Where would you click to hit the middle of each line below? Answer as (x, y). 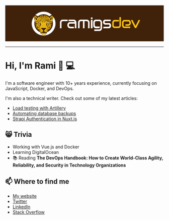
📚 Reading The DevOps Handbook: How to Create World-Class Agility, (88, 158)
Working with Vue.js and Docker (46, 147)
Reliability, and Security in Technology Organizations (69, 165)
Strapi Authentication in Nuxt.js (45, 119)
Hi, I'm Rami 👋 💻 (40, 66)
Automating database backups (44, 113)
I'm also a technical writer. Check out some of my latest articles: (72, 98)
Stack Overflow (29, 212)
